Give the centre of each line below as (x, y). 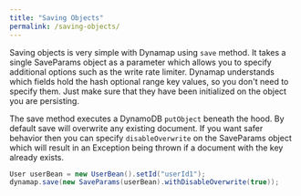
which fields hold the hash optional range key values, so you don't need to (149, 81)
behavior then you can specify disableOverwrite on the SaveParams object (150, 138)
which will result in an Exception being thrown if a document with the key (146, 148)
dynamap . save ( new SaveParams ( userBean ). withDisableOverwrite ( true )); (145, 182)
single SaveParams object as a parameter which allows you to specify (140, 62)
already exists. (37, 157)
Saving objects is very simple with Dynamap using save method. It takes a (148, 52)
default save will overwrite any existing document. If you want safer (136, 128)
